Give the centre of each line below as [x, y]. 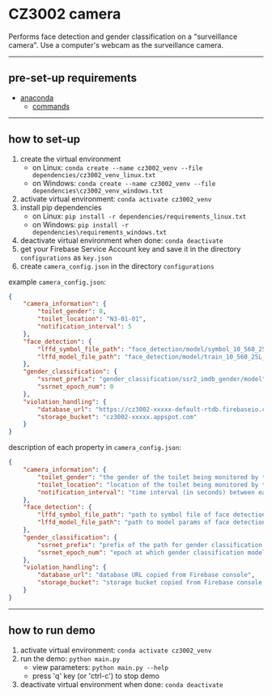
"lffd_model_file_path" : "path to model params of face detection [152, 523]
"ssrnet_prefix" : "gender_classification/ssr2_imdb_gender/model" [152, 380]
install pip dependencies [61, 207]
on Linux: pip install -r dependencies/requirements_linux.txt [139, 216]
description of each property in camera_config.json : [95, 448]
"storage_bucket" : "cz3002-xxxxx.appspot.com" [117, 417]
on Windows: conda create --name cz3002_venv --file [124, 183]
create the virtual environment [70, 159]
